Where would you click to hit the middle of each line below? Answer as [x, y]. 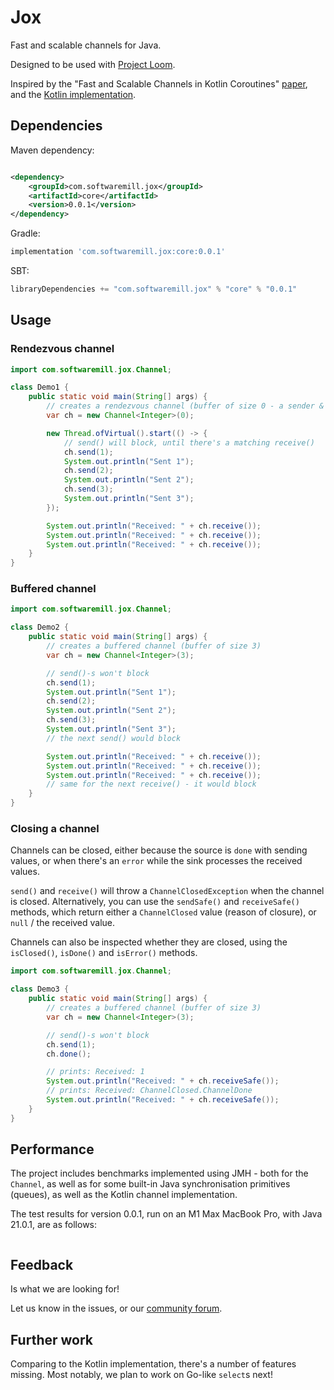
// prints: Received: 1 [95, 1072]
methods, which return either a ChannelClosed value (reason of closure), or [163, 912]
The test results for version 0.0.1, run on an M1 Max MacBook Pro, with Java [166, 1214]
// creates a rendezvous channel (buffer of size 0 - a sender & [185, 406]
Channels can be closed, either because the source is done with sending [159, 850]
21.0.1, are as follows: [54, 1225]
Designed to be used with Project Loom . [93, 64]
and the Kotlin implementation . [73, 94]
